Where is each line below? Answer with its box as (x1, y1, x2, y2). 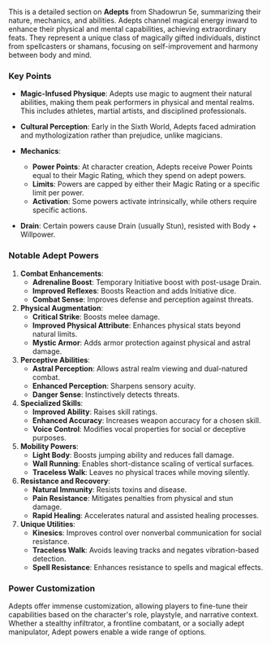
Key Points (8, 70, 52, 81)
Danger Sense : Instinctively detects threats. (32, 390, 180, 399)
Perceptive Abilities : (19, 355, 91, 364)
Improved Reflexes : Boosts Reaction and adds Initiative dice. (32, 285, 237, 295)
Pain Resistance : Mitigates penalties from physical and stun (32, 493, 234, 503)
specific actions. (32, 205, 88, 215)
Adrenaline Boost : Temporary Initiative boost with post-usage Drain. (32, 277, 262, 287)
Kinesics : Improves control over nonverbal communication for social (32, 528, 262, 538)
